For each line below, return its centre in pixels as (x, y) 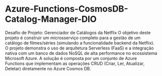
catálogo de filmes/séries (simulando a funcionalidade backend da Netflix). (80, 43)
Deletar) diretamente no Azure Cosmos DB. (48, 68)
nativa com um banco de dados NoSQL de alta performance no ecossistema (81, 53)
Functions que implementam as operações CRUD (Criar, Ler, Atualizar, (75, 63)
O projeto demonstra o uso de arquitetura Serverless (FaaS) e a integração (79, 48)
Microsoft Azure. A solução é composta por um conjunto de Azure (71, 58)
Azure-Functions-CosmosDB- (66, 9)
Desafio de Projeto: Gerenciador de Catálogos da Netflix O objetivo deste (78, 32)
